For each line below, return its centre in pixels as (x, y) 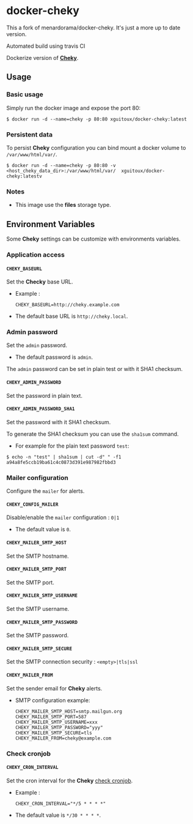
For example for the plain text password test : (72, 446)
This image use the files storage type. (63, 205)
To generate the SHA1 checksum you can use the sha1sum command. (93, 434)
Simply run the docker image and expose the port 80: (74, 108)
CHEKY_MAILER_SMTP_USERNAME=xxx (56, 722)
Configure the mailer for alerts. (46, 491)
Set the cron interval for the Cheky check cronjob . (70, 781)
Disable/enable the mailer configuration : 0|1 (63, 517)
